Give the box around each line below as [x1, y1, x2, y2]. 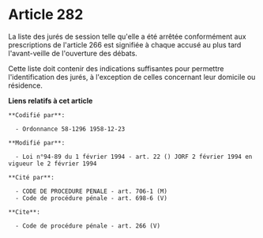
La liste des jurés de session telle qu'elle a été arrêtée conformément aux [8, 32, 246, 41]
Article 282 [8, 6, 84, 24]
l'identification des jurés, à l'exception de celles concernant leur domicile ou [8, 72, 256, 81]
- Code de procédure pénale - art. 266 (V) [15, 221, 160, 230]
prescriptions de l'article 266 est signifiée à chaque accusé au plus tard [8, 40, 242, 49]
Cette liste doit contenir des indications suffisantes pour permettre [8, 63, 224, 73]
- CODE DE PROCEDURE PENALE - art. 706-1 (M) [15, 187, 168, 195]
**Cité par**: [8, 173, 55, 181]
